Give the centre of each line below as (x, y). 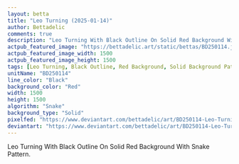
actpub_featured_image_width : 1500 (60, 54)
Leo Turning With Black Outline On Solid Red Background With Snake (108, 146)
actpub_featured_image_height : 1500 (62, 60)
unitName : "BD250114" (39, 73)
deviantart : (25, 126)
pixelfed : (22, 119)
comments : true (30, 34)
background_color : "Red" (44, 87)
